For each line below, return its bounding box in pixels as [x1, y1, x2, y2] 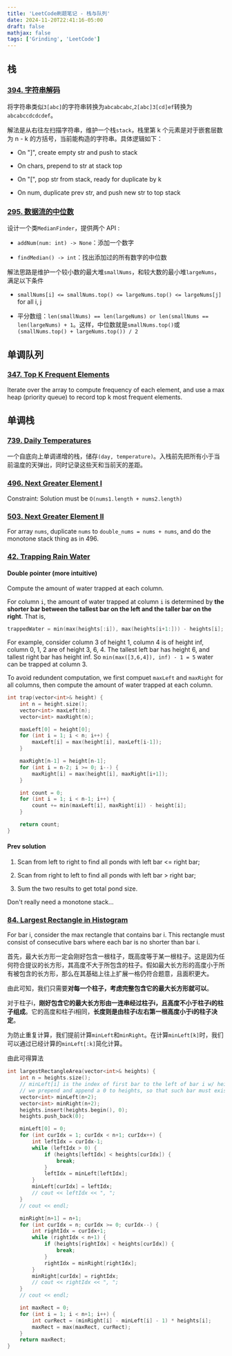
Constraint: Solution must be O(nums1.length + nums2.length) [7, 494, 183, 503]
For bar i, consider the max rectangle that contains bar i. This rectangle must [7, 931, 225, 939]
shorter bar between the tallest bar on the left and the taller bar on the [7, 605, 212, 613]
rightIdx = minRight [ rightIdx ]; [43, 1259, 137, 1267]
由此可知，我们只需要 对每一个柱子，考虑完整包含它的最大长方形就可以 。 [7, 985, 213, 993]
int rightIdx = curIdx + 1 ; [32, 1228, 107, 1234]
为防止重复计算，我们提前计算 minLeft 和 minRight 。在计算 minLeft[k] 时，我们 [7, 1031, 224, 1039]
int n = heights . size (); [19, 1074, 91, 1081]
